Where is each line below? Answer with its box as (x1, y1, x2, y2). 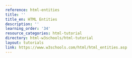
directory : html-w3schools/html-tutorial (5, 36, 94, 41)
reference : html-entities (5, 7, 59, 13)
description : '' (5, 21, 39, 27)
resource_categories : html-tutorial (5, 31, 82, 36)
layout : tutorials (5, 40, 44, 45)
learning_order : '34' (5, 26, 51, 31)
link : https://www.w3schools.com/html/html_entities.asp (5, 45, 127, 50)
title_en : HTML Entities (5, 17, 57, 22)
